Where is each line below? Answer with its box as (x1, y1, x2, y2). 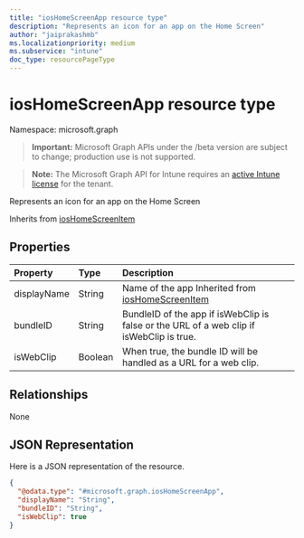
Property (14, 266, 53, 278)
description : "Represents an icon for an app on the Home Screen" (9, 22, 265, 31)
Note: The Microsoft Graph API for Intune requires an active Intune (31, 168, 280, 179)
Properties (9, 240, 71, 255)
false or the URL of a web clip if (121, 318, 255, 331)
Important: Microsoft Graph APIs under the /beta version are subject (31, 141, 288, 152)
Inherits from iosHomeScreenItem (9, 213, 136, 224)
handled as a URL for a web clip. (121, 356, 260, 369)
